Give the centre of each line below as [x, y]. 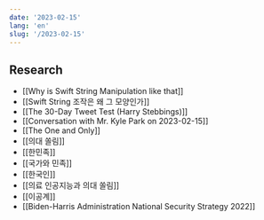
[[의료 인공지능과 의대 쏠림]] [71, 185]
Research [36, 70]
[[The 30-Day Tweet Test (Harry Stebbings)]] [105, 112]
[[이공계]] [39, 197]
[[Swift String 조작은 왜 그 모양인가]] [86, 102]
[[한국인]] [39, 175]
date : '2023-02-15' [45, 17]
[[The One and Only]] [61, 130]
